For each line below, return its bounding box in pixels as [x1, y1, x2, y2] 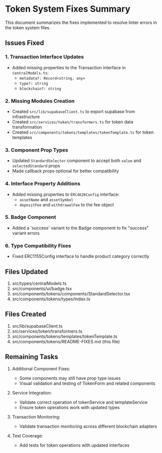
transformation [12, 124, 42, 130]
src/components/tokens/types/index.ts [12, 296, 91, 302]
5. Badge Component [5, 214, 56, 220]
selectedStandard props [12, 163, 61, 169]
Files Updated [5, 267, 48, 276]
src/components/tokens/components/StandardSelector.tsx [12, 291, 130, 296]
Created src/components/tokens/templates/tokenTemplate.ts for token [12, 129, 154, 135]
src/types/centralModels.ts [12, 280, 67, 286]
